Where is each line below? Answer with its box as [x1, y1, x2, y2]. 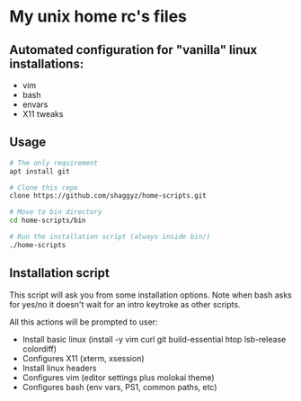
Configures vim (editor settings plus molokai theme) [22, 371, 215, 383]
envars [22, 99, 49, 110]
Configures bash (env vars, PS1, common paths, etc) [22, 381, 217, 392]
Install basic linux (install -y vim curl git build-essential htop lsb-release [22, 334, 287, 344]
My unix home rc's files [9, 6, 187, 27]
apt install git [9, 166, 70, 176]
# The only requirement [9, 158, 99, 167]
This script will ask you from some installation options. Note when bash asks [9, 290, 292, 300]
